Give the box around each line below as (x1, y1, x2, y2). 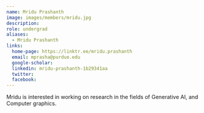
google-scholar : (12, 60, 53, 66)
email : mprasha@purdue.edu (12, 54, 81, 60)
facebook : (12, 77, 37, 83)
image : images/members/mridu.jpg (6, 15, 92, 21)
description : (6, 20, 40, 26)
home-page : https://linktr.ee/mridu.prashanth (12, 49, 133, 55)
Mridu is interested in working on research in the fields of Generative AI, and (6, 94, 199, 101)
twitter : (12, 71, 34, 77)
